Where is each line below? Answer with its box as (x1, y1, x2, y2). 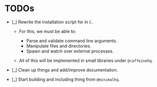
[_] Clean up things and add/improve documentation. (11, 67, 118, 73)
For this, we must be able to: (19, 28, 76, 34)
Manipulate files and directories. (26, 43, 91, 49)
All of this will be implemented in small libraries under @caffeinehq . (19, 57, 153, 63)
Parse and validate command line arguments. (26, 37, 118, 44)
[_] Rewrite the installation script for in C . (11, 19, 93, 25)
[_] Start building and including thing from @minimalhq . (11, 76, 120, 82)
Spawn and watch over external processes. (26, 48, 114, 54)
